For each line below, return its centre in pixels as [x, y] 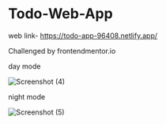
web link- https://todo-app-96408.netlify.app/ [83, 36]
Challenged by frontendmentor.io [62, 51]
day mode [25, 66]
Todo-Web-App [60, 14]
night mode [27, 96]
